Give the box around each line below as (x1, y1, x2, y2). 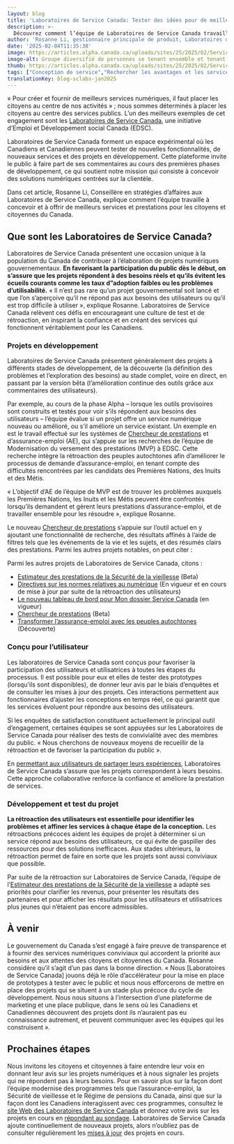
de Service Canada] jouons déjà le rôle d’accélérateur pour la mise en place (7, 971, 225, 979)
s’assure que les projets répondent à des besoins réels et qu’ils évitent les (7, 272, 226, 280)
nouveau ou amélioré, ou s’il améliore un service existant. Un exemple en (7, 422, 217, 430)
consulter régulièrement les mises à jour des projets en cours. (7, 1129, 185, 1137)
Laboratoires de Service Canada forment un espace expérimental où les (7, 138, 214, 146)
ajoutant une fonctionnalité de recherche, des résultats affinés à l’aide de (7, 531, 217, 539)
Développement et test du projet (7, 799, 119, 809)
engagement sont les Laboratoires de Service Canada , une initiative (7, 117, 202, 125)
